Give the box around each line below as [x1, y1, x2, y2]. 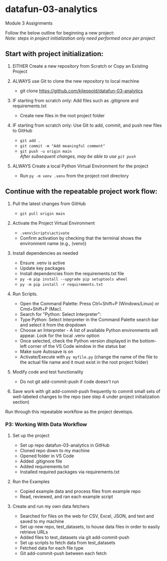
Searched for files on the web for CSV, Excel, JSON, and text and [19, 513, 154, 519]
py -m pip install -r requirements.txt [19, 282, 103, 287]
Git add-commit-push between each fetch [19, 550, 107, 556]
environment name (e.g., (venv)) [19, 240, 86, 246]
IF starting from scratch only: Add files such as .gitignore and [12, 97, 139, 103]
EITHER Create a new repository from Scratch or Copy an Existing [12, 63, 148, 69]
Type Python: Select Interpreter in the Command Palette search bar [19, 316, 159, 322]
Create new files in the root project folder [19, 112, 105, 118]
